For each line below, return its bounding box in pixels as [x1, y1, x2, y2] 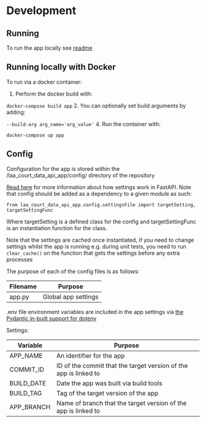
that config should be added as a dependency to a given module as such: [6, 190, 192, 197]
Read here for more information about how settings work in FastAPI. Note [6, 183, 191, 190]
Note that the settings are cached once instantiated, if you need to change [6, 236, 194, 244]
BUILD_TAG [9, 389, 42, 397]
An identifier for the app [56, 351, 125, 360]
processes [6, 255, 33, 263]
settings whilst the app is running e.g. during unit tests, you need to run [6, 242, 186, 250]
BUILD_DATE [9, 379, 47, 387]
